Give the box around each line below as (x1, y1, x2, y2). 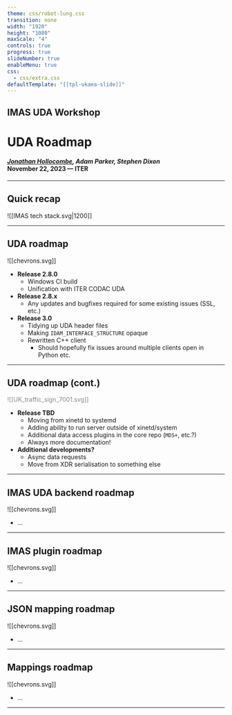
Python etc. (37, 351, 71, 359)
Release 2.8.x (17, 292, 57, 300)
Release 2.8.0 (17, 270, 58, 278)
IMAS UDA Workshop (7, 106, 101, 118)
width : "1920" (7, 23, 48, 30)
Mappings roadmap (7, 662, 93, 674)
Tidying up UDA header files (27, 321, 108, 329)
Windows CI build (27, 277, 78, 286)
